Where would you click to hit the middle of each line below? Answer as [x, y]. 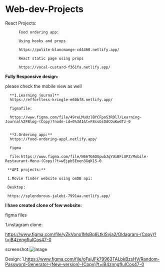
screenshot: [17, 249]
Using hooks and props [42, 41]
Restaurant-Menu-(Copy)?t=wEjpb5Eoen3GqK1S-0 [53, 161]
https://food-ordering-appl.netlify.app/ [53, 139]
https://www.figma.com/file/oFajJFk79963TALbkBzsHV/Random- [92, 259]
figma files [16, 215]
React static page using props [51, 58]
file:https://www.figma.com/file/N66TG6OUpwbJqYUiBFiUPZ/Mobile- [79, 156]
